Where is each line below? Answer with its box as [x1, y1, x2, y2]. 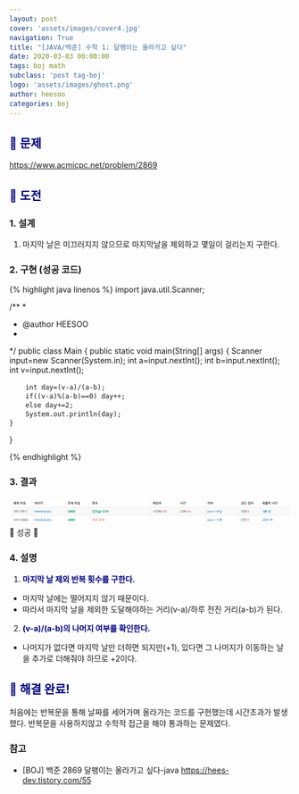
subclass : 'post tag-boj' [9, 71, 105, 80]
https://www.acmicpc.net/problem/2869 [9, 160, 158, 171]
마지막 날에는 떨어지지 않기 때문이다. [21, 592, 149, 603]
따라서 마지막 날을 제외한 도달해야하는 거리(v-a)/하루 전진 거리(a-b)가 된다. [21, 604, 283, 614]
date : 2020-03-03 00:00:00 [9, 52, 110, 62]
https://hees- [180, 765, 229, 775]
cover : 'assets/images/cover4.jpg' [9, 23, 142, 33]
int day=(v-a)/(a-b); [25, 383, 105, 392]
